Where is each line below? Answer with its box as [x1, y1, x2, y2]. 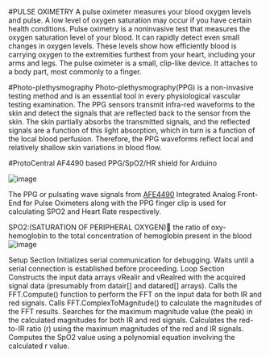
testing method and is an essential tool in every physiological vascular [8, 91, 241, 100]
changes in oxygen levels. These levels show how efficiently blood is [8, 41, 237, 51]
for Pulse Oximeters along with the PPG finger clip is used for [23, 198, 226, 208]
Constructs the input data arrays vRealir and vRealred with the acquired [8, 272, 246, 282]
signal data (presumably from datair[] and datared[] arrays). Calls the [8, 281, 238, 290]
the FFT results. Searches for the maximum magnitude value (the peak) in [8, 307, 253, 316]
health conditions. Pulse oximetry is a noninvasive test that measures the [8, 24, 251, 33]
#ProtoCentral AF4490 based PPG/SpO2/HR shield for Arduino [8, 158, 218, 168]
